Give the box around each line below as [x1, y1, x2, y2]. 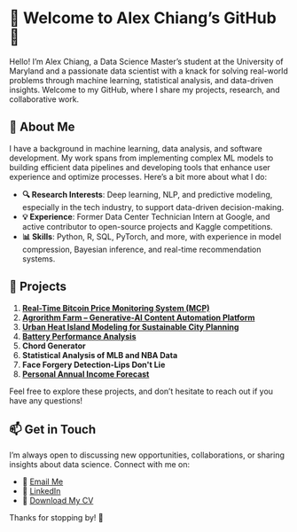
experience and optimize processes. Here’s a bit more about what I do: [9, 171, 268, 182]
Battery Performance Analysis [21, 331, 137, 341]
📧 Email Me [21, 476, 64, 487]
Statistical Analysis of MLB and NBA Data [21, 349, 178, 360]
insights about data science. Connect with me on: [9, 459, 191, 470]
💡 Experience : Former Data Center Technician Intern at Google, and [21, 211, 270, 222]
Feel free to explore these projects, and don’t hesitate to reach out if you [9, 386, 273, 396]
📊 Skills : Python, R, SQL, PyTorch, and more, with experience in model [21, 231, 282, 242]
